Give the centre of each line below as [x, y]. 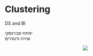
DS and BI [15, 23]
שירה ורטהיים [18, 38]
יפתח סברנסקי [19, 33]
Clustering [28, 9]
